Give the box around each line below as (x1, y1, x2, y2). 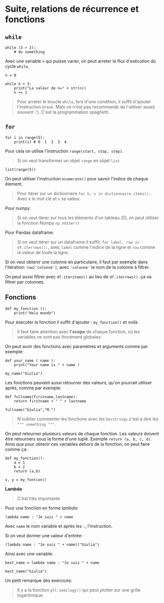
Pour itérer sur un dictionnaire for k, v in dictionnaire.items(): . (17, 190, 152, 196)
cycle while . (5, 63, 29, 69)
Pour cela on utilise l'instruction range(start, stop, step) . (5, 148, 124, 154)
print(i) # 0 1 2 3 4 (14, 139, 67, 144)
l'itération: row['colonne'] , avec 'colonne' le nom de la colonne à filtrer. (5, 264, 150, 270)
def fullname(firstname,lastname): (5, 394, 78, 399)
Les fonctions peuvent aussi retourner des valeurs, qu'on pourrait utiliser (5, 379, 152, 385)
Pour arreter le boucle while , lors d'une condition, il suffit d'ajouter (17, 99, 151, 104)
